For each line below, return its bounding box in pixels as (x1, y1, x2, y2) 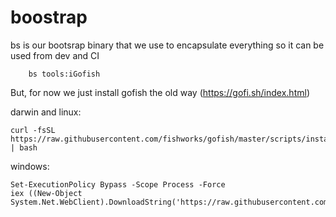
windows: (10, 160, 50, 172)
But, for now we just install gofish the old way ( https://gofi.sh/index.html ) (10, 86, 310, 98)
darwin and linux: (10, 106, 82, 118)
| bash (10, 142, 38, 153)
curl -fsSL (10, 125, 56, 135)
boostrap (10, 6, 88, 29)
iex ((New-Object (10, 188, 83, 198)
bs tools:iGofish (28, 69, 101, 79)
